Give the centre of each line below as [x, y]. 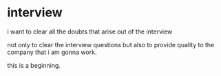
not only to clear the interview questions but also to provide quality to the [111, 45]
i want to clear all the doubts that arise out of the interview [90, 31]
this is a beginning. [34, 65]
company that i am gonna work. [52, 52]
